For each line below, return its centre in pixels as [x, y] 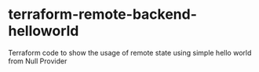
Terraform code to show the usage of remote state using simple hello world [130, 52]
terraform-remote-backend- [103, 14]
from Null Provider [38, 61]
